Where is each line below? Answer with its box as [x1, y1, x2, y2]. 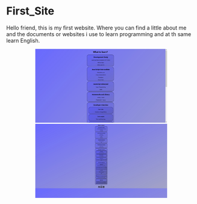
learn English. [6, 37, 40, 44]
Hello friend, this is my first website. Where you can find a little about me [6, 24, 187, 31]
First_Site [6, 4, 55, 18]
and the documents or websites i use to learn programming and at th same [6, 30, 192, 37]
